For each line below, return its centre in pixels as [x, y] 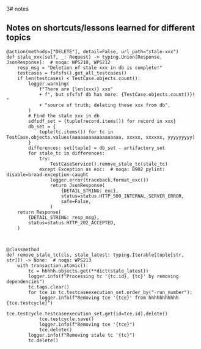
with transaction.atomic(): [53, 265]
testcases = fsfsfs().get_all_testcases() [72, 73]
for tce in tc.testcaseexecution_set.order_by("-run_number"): [110, 292]
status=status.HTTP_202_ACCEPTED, [72, 222]
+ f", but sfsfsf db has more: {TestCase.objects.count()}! [117, 94]
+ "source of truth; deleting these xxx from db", [105, 105]
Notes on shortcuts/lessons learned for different [101, 28]
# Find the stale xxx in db [64, 116]
